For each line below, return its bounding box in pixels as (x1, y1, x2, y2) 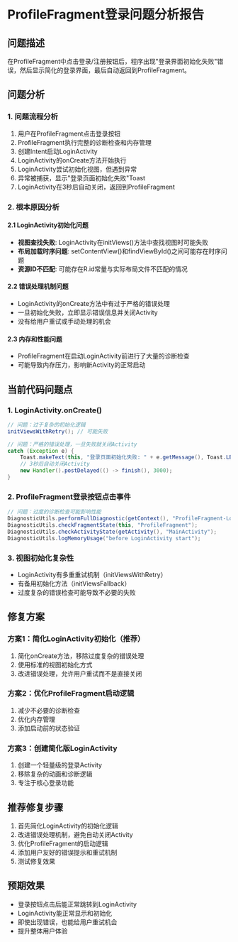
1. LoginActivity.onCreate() (7, 405, 103, 415)
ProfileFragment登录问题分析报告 (7, 6, 205, 23)
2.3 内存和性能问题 (7, 334, 62, 343)
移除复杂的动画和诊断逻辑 (17, 770, 93, 778)
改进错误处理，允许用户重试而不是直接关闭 (17, 669, 142, 678)
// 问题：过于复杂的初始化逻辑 (7, 421, 86, 428)
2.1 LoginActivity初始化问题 (7, 221, 89, 229)
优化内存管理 (17, 715, 55, 723)
